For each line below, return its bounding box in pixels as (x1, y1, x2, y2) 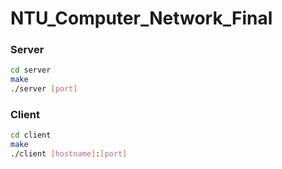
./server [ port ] (10, 84, 78, 94)
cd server (10, 65, 52, 76)
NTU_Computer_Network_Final (10, 7, 273, 30)
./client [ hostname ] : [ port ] (10, 149, 128, 159)
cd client (10, 130, 52, 141)
